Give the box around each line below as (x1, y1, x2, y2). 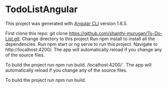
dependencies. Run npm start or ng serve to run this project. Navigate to (5, 41, 158, 47)
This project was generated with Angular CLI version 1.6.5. (5, 20, 128, 26)
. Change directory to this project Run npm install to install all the (19, 36, 155, 42)
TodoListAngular (5, 4, 78, 15)
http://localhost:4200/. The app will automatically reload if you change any (5, 46, 162, 52)
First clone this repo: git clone (5, 30, 68, 36)
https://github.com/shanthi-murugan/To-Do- (68, 30, 163, 36)
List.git (5, 36, 19, 42)
